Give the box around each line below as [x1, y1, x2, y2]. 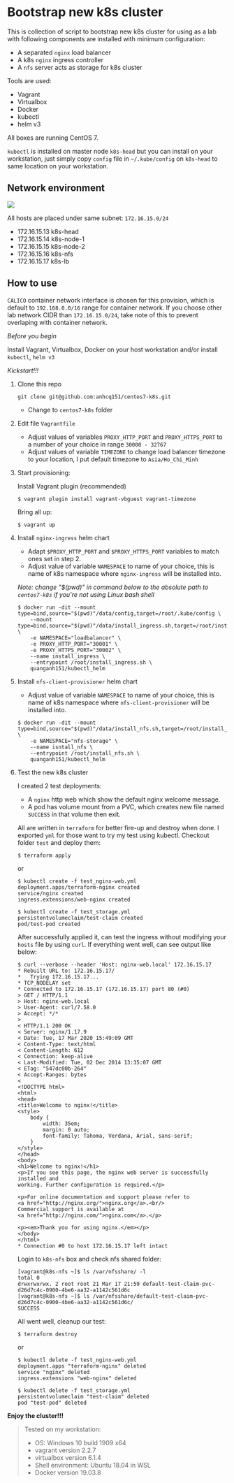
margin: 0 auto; [43, 1126, 90, 1133]
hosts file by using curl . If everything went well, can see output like [17, 940, 212, 948]
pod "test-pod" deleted [17, 1399, 87, 1406]
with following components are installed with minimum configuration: [7, 34, 206, 43]
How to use [7, 277, 57, 289]
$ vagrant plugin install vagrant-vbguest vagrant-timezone [17, 495, 196, 502]
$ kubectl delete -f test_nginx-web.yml [17, 1357, 137, 1363]
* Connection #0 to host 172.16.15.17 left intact [17, 1242, 168, 1250]
